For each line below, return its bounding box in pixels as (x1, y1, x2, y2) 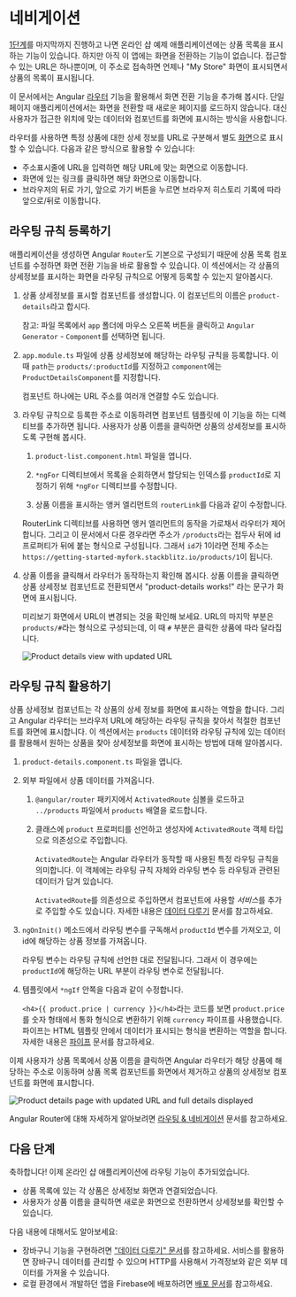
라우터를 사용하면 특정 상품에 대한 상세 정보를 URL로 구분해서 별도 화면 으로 (9, 132, 268, 143)
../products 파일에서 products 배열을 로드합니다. (34, 804, 208, 815)
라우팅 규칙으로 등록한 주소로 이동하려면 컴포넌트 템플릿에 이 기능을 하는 (21, 409, 270, 420)
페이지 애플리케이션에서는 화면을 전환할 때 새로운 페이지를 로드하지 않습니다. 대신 (9, 102, 288, 113)
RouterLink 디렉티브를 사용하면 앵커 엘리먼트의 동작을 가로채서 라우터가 (21, 517, 269, 528)
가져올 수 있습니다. (45, 1268, 110, 1278)
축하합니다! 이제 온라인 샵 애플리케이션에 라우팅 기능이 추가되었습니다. (9, 1167, 250, 1177)
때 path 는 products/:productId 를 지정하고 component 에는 (21, 361, 223, 371)
